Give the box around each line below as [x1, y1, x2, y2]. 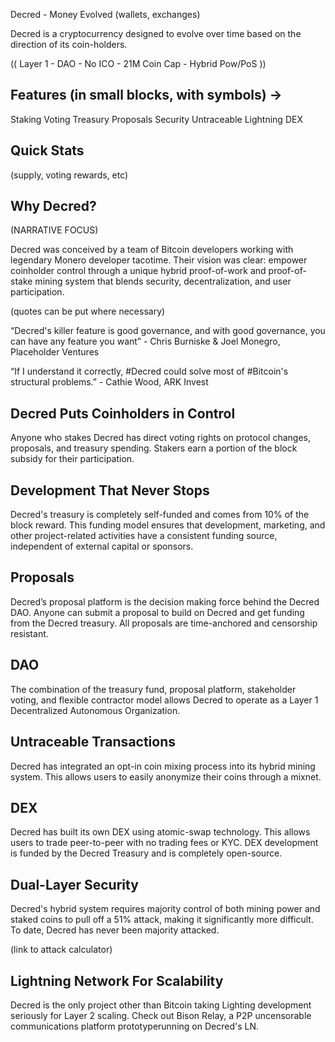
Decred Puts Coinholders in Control [10, 405, 236, 422]
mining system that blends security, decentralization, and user [34, 275, 292, 288]
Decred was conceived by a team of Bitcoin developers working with [10, 244, 294, 256]
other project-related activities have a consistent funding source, [10, 530, 278, 542]
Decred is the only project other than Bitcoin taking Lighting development [10, 999, 312, 1011]
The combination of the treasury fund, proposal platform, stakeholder [10, 683, 297, 695]
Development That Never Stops [10, 482, 210, 499]
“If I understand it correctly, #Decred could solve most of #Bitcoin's [10, 365, 289, 378]
